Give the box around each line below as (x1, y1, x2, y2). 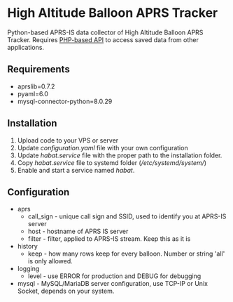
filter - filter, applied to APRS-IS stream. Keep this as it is (27, 235, 191, 243)
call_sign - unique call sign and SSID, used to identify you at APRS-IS (27, 212, 227, 221)
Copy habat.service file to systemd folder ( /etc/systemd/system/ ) (17, 158, 207, 166)
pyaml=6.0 (17, 89, 49, 98)
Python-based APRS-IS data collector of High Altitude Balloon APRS (7, 28, 204, 37)
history (17, 242, 38, 251)
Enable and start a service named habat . (17, 166, 135, 174)
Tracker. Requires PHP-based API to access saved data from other (7, 35, 199, 44)
